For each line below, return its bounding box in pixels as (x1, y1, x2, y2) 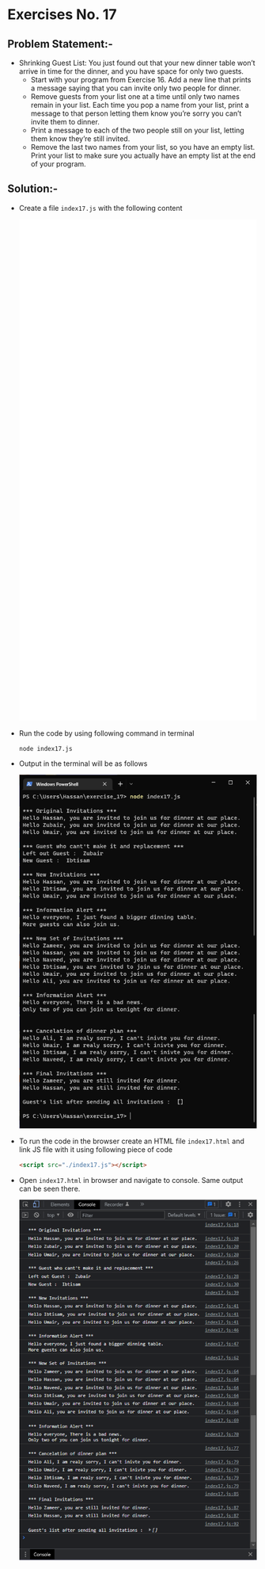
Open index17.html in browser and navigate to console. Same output (18, 1176, 244, 1185)
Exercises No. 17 (7, 6, 117, 24)
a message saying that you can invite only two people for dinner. (30, 83, 242, 93)
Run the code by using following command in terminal (18, 728, 195, 738)
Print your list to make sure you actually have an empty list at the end (30, 151, 256, 160)
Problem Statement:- (7, 37, 114, 51)
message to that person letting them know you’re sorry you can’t (30, 109, 242, 118)
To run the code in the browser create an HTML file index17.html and (18, 1136, 244, 1146)
